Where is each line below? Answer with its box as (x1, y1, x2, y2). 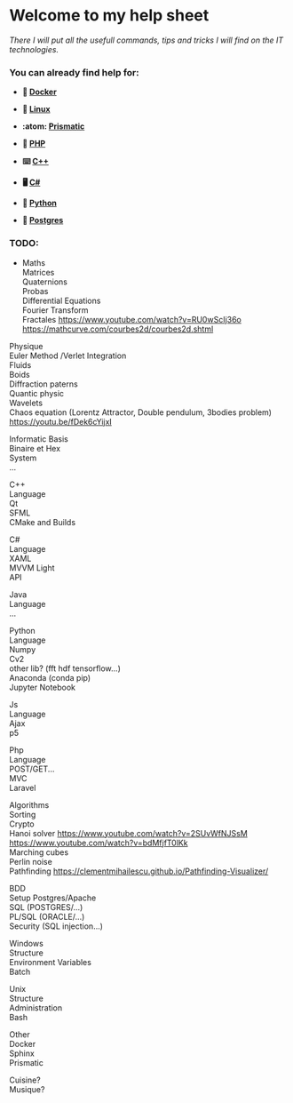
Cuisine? (9, 1075, 42, 1085)
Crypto (9, 819, 35, 829)
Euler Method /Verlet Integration (9, 350, 127, 361)
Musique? (9, 1083, 45, 1094)
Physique (9, 340, 44, 351)
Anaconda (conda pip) (9, 672, 91, 683)
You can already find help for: (9, 66, 139, 78)
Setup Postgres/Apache (9, 892, 97, 903)
